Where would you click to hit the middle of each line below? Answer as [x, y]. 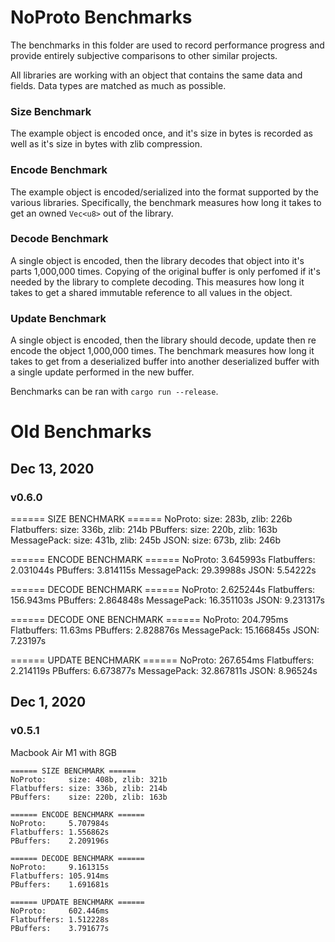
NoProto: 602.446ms [60, 911]
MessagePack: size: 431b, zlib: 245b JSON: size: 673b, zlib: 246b [146, 540]
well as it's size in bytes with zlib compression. [106, 144]
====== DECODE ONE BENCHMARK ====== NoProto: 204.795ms [149, 619]
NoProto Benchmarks [101, 17]
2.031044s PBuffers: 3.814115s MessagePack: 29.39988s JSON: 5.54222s [163, 570]
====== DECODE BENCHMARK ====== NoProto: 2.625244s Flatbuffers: [163, 589]
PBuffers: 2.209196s [60, 841]
